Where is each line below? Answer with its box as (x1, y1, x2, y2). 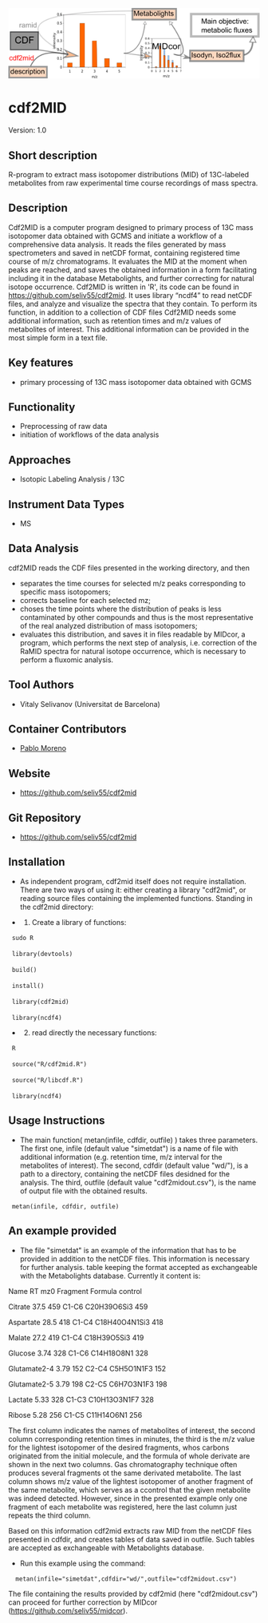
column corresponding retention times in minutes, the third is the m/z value (8, 1434, 255, 1443)
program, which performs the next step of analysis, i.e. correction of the (19, 637, 258, 647)
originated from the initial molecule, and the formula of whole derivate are (8, 1450, 250, 1461)
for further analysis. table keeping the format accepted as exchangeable (19, 1262, 258, 1272)
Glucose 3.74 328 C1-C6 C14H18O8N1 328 (8, 1348, 149, 1358)
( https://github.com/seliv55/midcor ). (8, 1605, 128, 1615)
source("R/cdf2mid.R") (11, 1060, 88, 1068)
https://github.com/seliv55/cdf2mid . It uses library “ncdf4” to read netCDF (8, 290, 253, 300)
